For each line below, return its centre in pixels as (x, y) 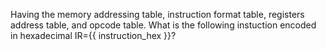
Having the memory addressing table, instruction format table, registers (157, 14)
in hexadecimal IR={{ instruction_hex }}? (93, 35)
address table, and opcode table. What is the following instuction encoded (163, 25)
